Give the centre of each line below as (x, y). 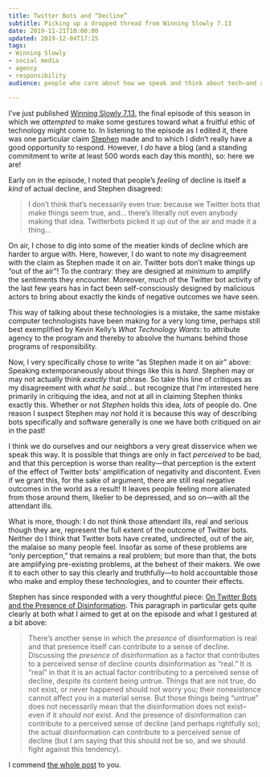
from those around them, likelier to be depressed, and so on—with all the (129, 497)
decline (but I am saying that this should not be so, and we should (137, 740)
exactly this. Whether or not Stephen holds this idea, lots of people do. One (133, 405)
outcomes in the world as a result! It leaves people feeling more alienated (129, 488)
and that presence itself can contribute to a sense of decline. (129, 646)
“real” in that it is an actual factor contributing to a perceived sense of (143, 672)
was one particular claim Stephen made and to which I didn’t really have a (131, 138)
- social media (34, 61)
